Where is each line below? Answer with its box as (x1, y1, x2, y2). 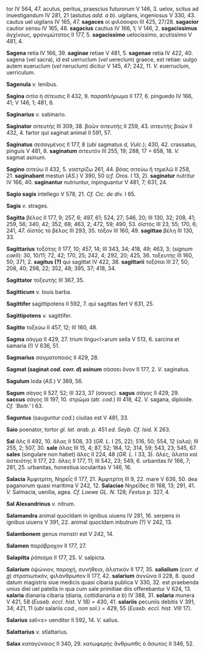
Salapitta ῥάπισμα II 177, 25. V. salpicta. (6, 554, 106, 561)
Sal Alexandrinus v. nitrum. (6, 500, 76, 507)
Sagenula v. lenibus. (6, 80, 58, 88)
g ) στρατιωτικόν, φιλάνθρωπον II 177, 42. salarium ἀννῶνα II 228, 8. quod (6, 573, 195, 579)
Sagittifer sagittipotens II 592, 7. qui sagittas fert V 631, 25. (6, 300, 154, 307)
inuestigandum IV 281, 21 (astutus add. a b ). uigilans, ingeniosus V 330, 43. (6, 12, 196, 19)
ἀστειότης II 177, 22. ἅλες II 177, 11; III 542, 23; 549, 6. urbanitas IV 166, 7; (6, 457, 191, 464)
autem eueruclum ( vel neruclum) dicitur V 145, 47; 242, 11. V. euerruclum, (6, 62, 190, 70)
